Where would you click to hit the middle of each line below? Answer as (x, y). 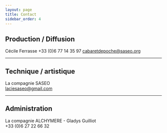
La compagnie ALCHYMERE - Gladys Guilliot (51, 121)
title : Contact (21, 14)
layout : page (19, 10)
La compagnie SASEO (28, 83)
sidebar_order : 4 (23, 19)
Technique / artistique (40, 71)
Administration (29, 109)
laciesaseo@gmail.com (29, 88)
